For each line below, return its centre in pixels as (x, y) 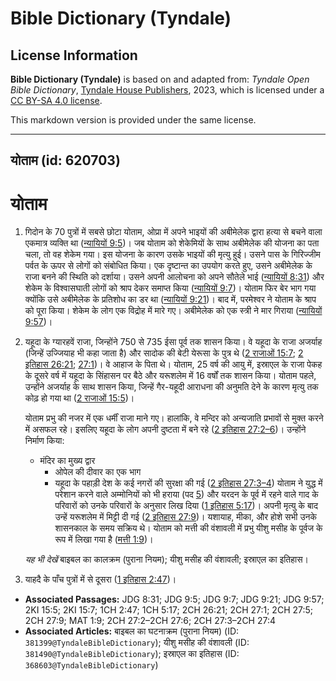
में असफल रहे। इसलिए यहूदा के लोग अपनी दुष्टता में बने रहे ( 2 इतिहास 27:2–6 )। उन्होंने (165, 429)
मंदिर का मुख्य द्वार (67, 461)
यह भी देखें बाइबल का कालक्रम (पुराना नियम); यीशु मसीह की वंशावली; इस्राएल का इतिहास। (167, 559)
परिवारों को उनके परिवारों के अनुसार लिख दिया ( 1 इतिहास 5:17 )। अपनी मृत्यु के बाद (186, 506)
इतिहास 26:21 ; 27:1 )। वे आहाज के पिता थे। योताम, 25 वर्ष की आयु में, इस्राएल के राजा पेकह (173, 364)
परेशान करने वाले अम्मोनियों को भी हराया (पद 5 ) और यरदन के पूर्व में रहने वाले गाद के (186, 494)
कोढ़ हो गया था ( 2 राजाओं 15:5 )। (79, 398)
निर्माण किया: (44, 441)
